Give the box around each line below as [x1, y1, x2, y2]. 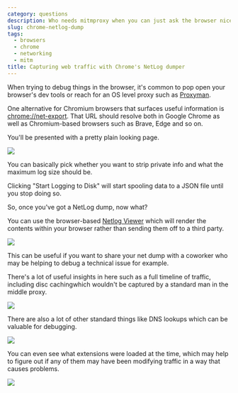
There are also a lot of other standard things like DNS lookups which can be [7, 314, 228, 323]
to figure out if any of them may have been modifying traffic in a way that [7, 357, 221, 365]
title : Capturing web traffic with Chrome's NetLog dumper [7, 63, 186, 70]
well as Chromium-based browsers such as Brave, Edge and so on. [7, 119, 203, 128]
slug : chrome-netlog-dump [7, 23, 84, 31]
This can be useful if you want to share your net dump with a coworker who [7, 251, 228, 259]
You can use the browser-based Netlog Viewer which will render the [7, 216, 207, 225]
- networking [13, 50, 52, 58]
